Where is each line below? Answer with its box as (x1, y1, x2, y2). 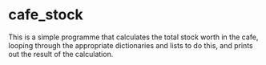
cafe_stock (8, 6, 84, 24)
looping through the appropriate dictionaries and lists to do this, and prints (8, 40, 254, 50)
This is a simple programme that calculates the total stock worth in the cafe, (8, 32, 259, 42)
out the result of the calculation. (8, 49, 114, 59)
